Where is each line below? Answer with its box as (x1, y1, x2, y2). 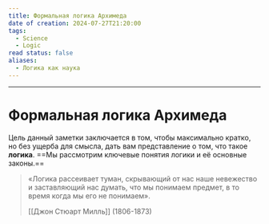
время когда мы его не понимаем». (27, 190, 151, 201)
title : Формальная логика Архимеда (8, 11, 127, 20)
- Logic (15, 42, 42, 50)
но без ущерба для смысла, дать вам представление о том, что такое (8, 141, 248, 151)
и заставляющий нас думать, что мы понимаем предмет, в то (27, 182, 240, 192)
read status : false (8, 49, 74, 57)
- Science (15, 34, 48, 43)
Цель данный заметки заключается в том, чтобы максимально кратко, (8, 132, 251, 142)
